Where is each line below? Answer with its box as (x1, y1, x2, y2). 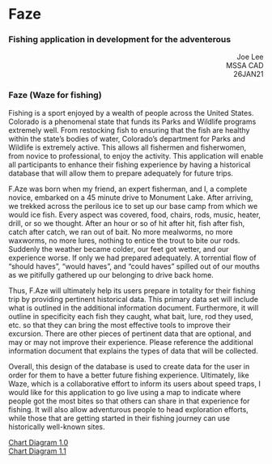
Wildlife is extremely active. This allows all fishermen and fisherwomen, (8, 143, 247, 152)
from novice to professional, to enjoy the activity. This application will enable (8, 151, 264, 160)
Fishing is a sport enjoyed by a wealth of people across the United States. (8, 108, 254, 117)
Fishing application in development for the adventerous (8, 34, 232, 45)
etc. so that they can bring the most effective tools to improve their (8, 320, 231, 330)
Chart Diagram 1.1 (8, 446, 66, 456)
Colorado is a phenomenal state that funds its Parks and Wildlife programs (8, 117, 257, 126)
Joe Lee (236, 52, 264, 62)
